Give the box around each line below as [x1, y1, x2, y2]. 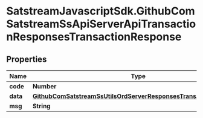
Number [32, 82, 57, 90]
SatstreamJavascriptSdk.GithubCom [6, 4, 195, 18]
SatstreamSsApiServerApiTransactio [6, 17, 196, 31]
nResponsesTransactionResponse [6, 30, 182, 44]
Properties [6, 54, 47, 64]
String [32, 102, 51, 110]
